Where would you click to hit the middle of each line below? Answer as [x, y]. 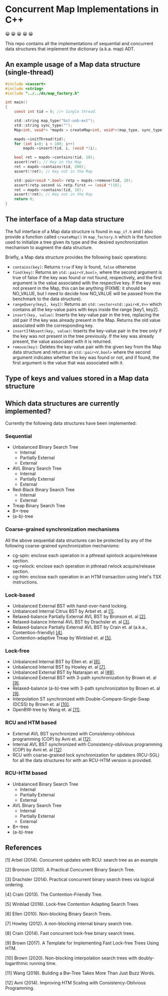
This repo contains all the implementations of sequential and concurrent [79, 43]
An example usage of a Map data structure [73, 64]
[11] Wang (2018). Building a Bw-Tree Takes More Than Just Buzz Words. [80, 973]
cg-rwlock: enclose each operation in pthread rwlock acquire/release [84, 566]
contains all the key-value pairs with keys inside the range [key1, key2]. [85, 309]
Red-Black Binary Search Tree [43, 490]
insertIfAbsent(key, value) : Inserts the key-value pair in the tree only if [87, 331]
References [23, 848]
